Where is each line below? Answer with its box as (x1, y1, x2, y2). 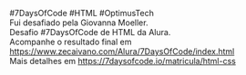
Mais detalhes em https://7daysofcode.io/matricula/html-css (9, 56, 237, 66)
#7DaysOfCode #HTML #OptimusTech (9, 8, 155, 18)
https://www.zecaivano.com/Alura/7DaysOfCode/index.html (9, 46, 235, 57)
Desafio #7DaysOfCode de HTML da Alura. (9, 27, 171, 37)
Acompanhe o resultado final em (9, 36, 132, 47)
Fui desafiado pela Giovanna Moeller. (9, 17, 149, 28)
